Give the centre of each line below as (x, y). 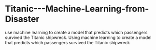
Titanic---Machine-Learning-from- (77, 9)
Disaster (22, 19)
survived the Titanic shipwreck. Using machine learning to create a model (78, 37)
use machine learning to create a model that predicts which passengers (76, 32)
